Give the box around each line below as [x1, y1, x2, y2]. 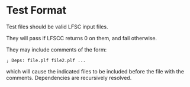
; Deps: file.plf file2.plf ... [6, 57, 86, 63]
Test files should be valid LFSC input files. [6, 23, 108, 30]
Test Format [6, 4, 67, 17]
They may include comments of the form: [6, 46, 107, 53]
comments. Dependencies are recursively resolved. [6, 74, 132, 81]
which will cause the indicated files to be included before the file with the [6, 67, 185, 75]
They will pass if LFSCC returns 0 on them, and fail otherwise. [6, 34, 157, 41]
